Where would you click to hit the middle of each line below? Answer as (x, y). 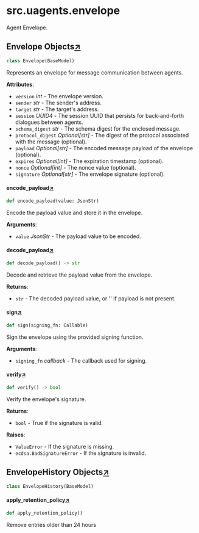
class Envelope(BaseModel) (40, 61)
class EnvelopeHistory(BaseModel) (50, 486)
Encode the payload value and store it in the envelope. (75, 212)
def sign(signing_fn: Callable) (47, 325)
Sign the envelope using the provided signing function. (75, 337)
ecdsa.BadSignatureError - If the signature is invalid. (81, 453)
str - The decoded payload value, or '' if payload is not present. (95, 298)
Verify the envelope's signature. (46, 399)
